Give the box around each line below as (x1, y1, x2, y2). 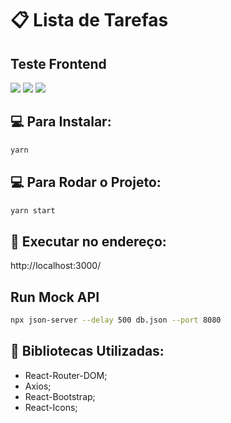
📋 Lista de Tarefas (10, 9, 169, 32)
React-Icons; (24, 401, 78, 413)
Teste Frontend (10, 55, 107, 72)
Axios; (24, 380, 52, 392)
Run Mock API (10, 288, 100, 306)
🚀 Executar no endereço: (10, 233, 167, 250)
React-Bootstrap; (24, 390, 96, 402)
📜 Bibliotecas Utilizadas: (10, 343, 165, 360)
